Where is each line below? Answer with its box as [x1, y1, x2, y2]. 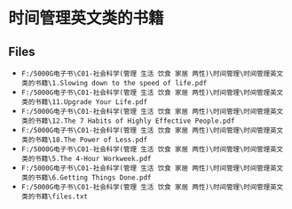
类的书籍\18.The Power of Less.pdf [20, 135, 148, 144]
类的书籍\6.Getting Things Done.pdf [20, 173, 152, 182]
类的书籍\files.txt [20, 192, 88, 201]
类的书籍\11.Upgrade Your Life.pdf [20, 98, 148, 107]
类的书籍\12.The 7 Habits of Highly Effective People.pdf [20, 117, 235, 125]
